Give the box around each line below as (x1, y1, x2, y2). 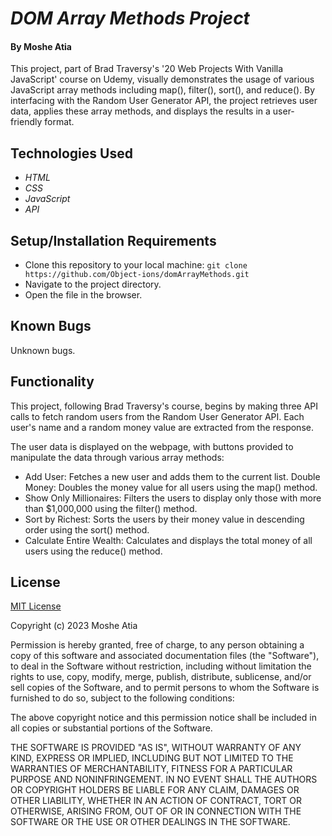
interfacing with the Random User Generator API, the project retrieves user (10, 95, 318, 107)
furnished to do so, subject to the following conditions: (10, 692, 235, 704)
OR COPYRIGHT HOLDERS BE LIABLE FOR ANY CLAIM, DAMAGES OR (10, 784, 300, 796)
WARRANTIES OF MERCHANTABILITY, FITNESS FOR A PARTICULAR (10, 763, 293, 775)
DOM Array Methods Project (10, 7, 250, 30)
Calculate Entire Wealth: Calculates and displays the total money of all (24, 534, 313, 546)
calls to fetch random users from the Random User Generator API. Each (10, 410, 305, 422)
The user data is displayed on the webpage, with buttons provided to (10, 440, 294, 452)
